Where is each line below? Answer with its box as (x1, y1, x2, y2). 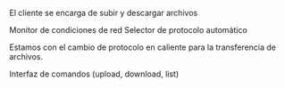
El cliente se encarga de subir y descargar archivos (9, 8, 198, 18)
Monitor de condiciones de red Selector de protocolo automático (9, 25, 247, 35)
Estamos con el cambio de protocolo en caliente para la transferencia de (9, 42, 277, 52)
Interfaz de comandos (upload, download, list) (9, 68, 180, 79)
